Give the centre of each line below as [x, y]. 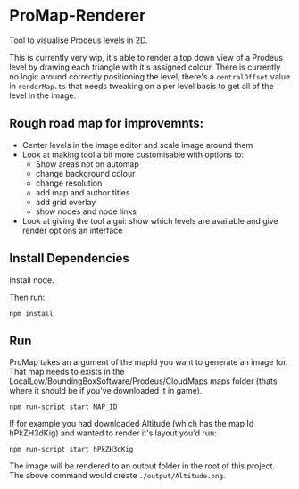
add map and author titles [83, 192]
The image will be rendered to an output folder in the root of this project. [142, 466]
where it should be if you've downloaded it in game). [106, 391]
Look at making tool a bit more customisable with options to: [133, 154]
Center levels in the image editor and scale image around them [137, 145]
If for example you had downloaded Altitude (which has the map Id [132, 424]
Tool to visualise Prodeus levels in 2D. [79, 40]
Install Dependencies [69, 258]
